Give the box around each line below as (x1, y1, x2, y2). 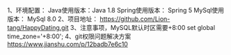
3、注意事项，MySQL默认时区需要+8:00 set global (70, 24, 216, 31)
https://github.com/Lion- (99, 15, 170, 23)
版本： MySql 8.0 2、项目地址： (7, 15, 99, 23)
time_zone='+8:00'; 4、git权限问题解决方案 (7, 32, 132, 40)
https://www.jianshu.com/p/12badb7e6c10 (7, 40, 129, 48)
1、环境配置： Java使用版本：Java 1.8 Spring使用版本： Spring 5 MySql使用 (7, 6, 225, 14)
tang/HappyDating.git (7, 24, 69, 31)
